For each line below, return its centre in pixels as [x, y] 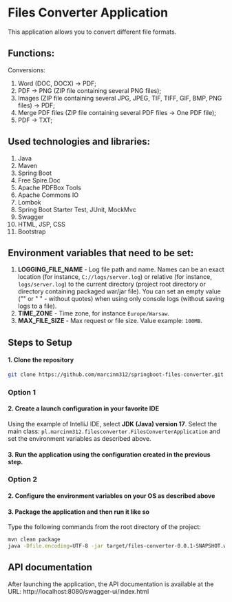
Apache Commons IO [48, 195]
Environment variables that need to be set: [101, 253]
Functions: [31, 53]
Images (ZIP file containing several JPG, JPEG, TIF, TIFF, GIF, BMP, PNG [120, 98]
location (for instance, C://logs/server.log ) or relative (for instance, [115, 277]
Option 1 [22, 392]
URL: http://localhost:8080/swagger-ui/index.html [78, 591]
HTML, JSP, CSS [42, 224]
